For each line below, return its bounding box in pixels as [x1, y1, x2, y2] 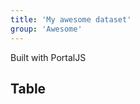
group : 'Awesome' [10, 24, 83, 34]
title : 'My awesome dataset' [10, 14, 132, 25]
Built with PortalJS [10, 51, 87, 63]
